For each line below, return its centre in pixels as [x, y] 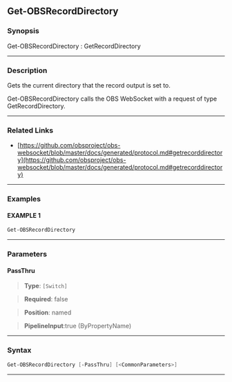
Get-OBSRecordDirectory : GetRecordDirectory [74, 46]
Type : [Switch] [46, 286]
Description [27, 70]
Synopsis [23, 31]
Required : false [46, 299]
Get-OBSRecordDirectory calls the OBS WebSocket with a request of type [112, 99]
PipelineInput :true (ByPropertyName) [78, 326]
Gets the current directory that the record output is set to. [89, 85]
